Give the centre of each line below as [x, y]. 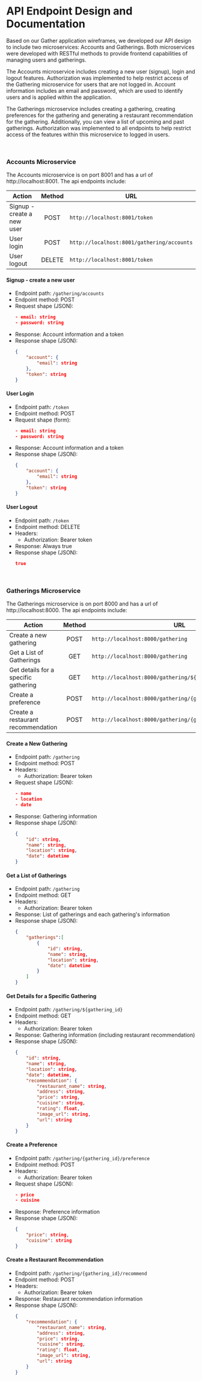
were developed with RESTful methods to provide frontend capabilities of [97, 53]
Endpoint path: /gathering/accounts [59, 293]
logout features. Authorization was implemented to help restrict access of [97, 78]
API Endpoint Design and [69, 11]
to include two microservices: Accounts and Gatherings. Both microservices [100, 47]
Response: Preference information [57, 1212]
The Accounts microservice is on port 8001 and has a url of [80, 175]
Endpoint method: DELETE [47, 526]
